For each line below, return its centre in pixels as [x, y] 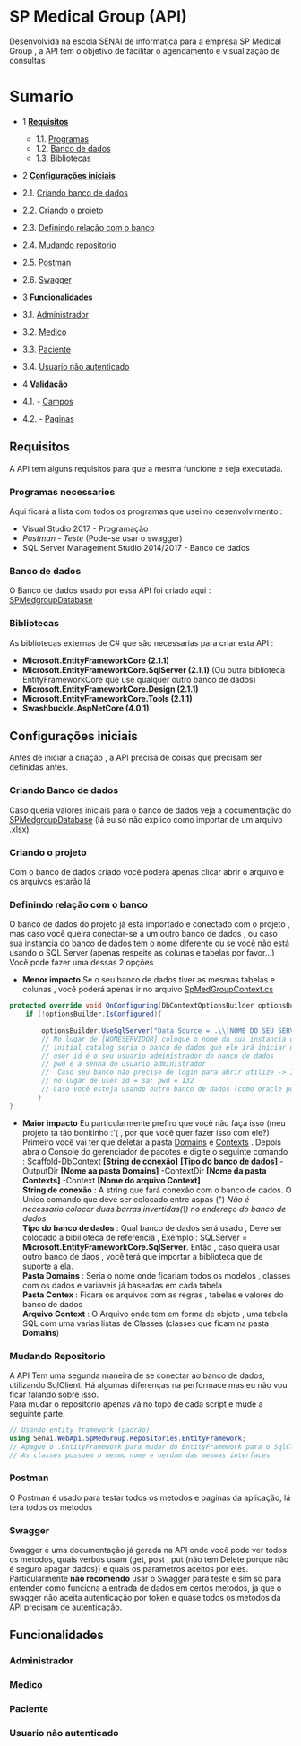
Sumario [41, 97]
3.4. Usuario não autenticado [76, 366]
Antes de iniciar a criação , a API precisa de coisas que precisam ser [136, 758]
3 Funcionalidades [57, 297]
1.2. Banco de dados [73, 148]
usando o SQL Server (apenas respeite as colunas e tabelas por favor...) [142, 953]
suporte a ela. [47, 1266]
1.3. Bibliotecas [63, 158]
